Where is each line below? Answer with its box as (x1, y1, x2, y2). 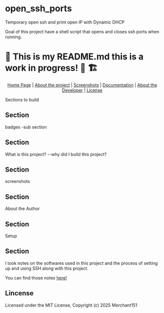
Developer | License (62, 87, 103, 93)
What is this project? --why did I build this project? (5, 151, 107, 157)
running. (5, 34, 22, 40)
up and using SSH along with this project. (5, 265, 89, 271)
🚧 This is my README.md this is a (5, 51, 144, 62)
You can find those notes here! (5, 275, 67, 281)
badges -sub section (5, 124, 47, 130)
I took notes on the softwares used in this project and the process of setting (5, 260, 158, 266)
